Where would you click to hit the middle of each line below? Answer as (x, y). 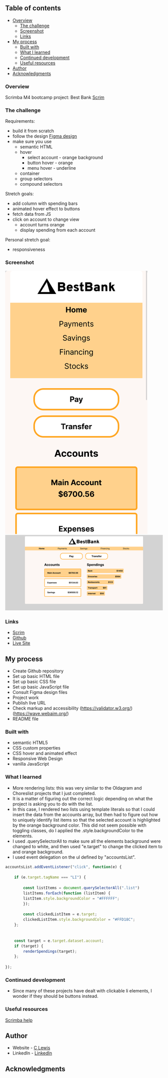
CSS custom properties (36, 748)
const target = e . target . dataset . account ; (59, 941)
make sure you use (32, 142)
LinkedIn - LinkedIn (32, 1053)
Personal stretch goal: (28, 240)
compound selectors (41, 184)
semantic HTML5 (30, 743)
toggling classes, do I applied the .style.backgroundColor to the (78, 830)
